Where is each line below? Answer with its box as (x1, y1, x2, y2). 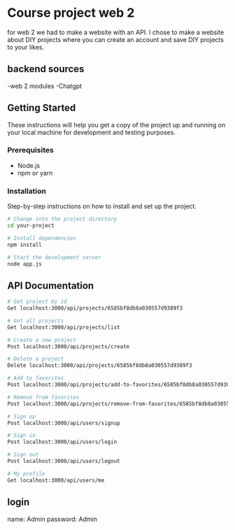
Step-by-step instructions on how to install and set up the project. (7, 202, 197, 210)
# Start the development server (7, 254, 101, 261)
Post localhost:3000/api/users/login (7, 438, 117, 445)
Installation (7, 186, 47, 196)
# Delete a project (7, 355, 64, 363)
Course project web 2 (7, 5, 135, 21)
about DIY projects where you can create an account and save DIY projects (7, 35, 224, 43)
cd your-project (7, 222, 55, 229)
